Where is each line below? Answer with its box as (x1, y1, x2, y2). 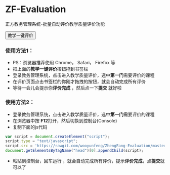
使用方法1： (5, 47, 34, 54)
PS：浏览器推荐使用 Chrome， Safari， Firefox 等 (12, 60, 115, 66)
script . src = (5, 143, 33, 149)
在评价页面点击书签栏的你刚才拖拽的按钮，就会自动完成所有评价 (12, 78, 146, 84)
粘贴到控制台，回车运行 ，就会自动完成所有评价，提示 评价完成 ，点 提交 (12, 158, 160, 164)
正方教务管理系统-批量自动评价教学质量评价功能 (5, 21, 105, 27)
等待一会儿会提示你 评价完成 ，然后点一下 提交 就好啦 (12, 85, 122, 91)
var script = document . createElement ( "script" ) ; (5, 134, 110, 139)
